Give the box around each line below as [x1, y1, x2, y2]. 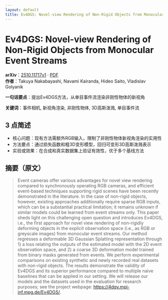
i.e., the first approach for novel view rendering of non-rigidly [17, 220, 144, 226]
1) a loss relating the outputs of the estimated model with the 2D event [17, 241, 162, 247]
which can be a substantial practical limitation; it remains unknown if [17, 204, 158, 210]
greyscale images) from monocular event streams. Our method [17, 231, 147, 237]
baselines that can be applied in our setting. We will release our [17, 273, 148, 279]
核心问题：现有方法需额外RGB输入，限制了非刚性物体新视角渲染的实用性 [12, 135, 162, 141]
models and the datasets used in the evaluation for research [17, 278, 141, 284]
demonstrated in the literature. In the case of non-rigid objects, [17, 193, 147, 199]
